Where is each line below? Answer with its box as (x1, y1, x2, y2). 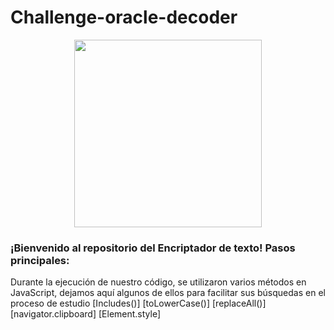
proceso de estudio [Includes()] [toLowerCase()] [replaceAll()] (10, 297, 267, 310)
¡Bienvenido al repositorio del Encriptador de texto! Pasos (10, 241, 296, 255)
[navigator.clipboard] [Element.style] (10, 308, 162, 320)
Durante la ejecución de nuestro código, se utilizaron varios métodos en (10, 276, 307, 288)
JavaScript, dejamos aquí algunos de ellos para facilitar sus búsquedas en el (10, 287, 326, 299)
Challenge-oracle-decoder (10, 6, 238, 29)
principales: (10, 253, 70, 267)
